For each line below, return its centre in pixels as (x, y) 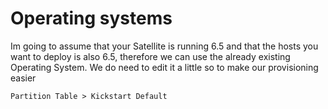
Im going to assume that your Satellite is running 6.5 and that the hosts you (164, 46)
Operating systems (91, 18)
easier (23, 78)
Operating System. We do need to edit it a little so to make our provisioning (164, 67)
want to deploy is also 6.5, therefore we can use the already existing (150, 56)
